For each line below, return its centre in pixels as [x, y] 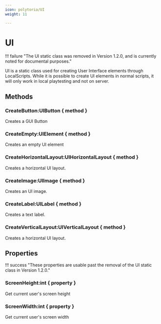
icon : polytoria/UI [25, 10]
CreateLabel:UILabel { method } [43, 204]
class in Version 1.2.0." [28, 270]
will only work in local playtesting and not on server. [57, 81]
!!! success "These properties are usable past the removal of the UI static [79, 265]
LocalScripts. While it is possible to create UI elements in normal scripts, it [80, 76]
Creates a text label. [25, 215]
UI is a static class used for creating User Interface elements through [74, 71]
